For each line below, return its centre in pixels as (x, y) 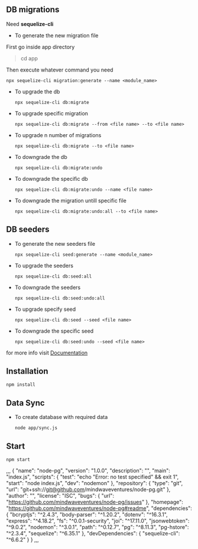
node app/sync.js (36, 428)
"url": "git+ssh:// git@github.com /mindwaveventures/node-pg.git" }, (88, 489)
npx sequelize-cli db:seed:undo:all (60, 298)
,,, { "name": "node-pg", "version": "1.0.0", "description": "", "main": (88, 471)
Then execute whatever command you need (60, 70)
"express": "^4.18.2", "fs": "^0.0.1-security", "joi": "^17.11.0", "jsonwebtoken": (98, 521)
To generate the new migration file (56, 35)
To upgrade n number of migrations (58, 135)
